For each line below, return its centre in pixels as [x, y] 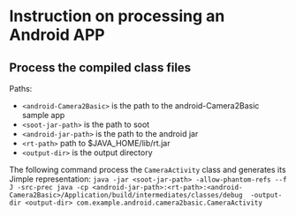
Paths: [21, 89]
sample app [43, 115]
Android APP [57, 35]
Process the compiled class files [100, 67]
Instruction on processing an [117, 16]
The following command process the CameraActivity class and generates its [148, 170]
